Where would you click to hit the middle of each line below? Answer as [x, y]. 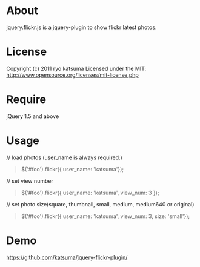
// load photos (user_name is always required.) [64, 157]
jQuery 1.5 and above [33, 116]
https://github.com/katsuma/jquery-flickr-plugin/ [67, 257]
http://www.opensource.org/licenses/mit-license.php [73, 75]
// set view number [30, 181]
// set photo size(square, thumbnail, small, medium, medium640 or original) [100, 204]
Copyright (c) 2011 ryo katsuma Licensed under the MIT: [76, 68]
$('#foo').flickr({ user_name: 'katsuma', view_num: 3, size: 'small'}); [105, 216]
